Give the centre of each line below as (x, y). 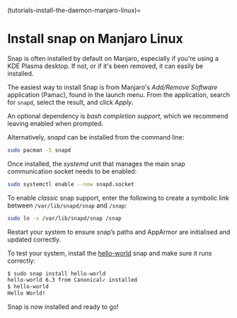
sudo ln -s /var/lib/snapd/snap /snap (64, 218)
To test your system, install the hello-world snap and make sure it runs (110, 253)
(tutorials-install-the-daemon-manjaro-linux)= (74, 10)
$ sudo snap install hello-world (57, 273)
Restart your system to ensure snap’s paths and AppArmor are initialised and (119, 232)
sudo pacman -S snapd (39, 150)
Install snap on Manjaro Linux (95, 39)
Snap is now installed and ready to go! (63, 307)
